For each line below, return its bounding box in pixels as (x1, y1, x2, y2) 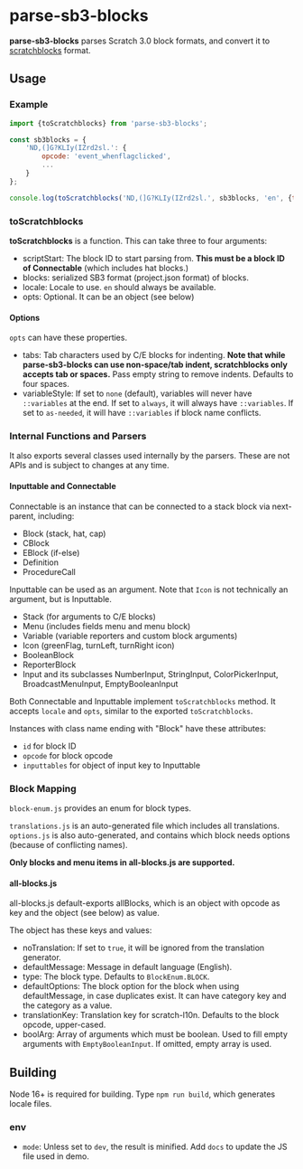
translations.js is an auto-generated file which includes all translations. (9, 820, 280, 831)
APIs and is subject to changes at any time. (9, 460, 170, 471)
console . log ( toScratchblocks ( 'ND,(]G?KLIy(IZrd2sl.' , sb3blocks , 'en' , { (9, 193, 293, 203)
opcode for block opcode (22, 749, 114, 760)
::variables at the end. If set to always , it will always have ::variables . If (22, 398, 294, 409)
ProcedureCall (22, 566, 77, 577)
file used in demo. (22, 1151, 90, 1162)
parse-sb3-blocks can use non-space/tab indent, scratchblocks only (22, 359, 289, 371)
